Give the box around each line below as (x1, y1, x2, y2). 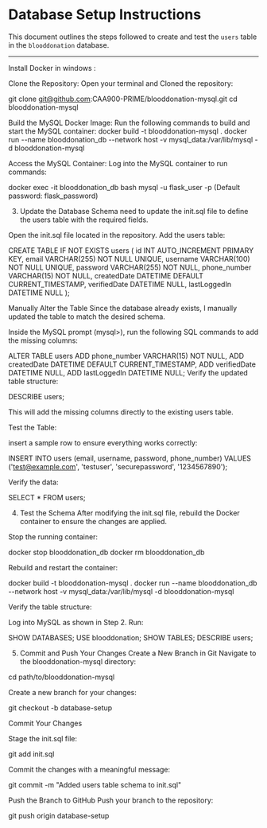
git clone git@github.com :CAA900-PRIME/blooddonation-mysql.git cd (8, 94, 238, 103)
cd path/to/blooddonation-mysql (8, 672, 115, 682)
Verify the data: (8, 477, 59, 487)
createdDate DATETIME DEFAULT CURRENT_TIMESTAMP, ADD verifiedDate (8, 360, 257, 369)
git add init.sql (8, 749, 55, 759)
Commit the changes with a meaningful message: (8, 764, 171, 774)
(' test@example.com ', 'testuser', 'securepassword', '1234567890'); (8, 461, 228, 471)
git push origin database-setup (8, 811, 110, 820)
